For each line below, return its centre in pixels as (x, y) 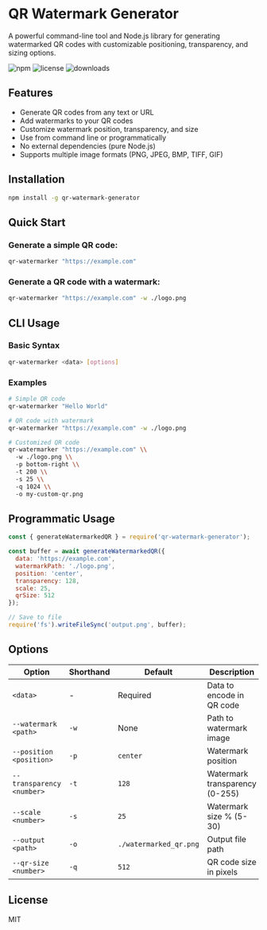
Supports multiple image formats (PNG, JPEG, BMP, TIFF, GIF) (122, 154)
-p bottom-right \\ (48, 465)
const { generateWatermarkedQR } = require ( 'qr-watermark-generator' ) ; (129, 537)
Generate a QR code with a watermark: (84, 281)
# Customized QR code (44, 442)
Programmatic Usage (62, 518)
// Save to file (35, 617)
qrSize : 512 (35, 596)
